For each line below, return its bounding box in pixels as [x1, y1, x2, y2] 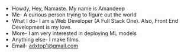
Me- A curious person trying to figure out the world [11, 11, 137, 18]
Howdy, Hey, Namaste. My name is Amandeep [11, 5, 125, 12]
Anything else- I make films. [11, 36, 80, 43]
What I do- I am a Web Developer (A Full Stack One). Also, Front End [11, 18, 179, 24]
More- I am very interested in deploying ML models [11, 30, 137, 37]
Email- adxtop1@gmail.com [11, 42, 79, 49]
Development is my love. [11, 23, 72, 30]
